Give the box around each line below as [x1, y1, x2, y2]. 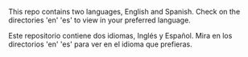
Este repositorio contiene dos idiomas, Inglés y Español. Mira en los [8, 31, 233, 40]
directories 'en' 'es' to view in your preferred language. [8, 15, 191, 25]
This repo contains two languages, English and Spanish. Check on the [8, 7, 241, 16]
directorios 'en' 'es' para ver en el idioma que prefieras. [8, 39, 193, 49]
